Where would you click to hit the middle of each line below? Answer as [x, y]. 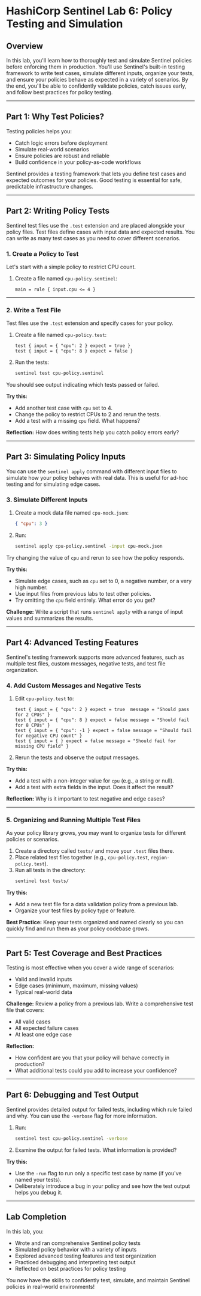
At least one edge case [43, 1035]
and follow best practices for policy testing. [60, 92]
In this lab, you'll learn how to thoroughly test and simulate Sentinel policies [99, 60]
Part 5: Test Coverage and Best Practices [84, 953]
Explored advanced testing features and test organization [86, 1256]
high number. [31, 587]
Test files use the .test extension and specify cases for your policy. [90, 323]
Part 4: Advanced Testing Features [72, 643]
